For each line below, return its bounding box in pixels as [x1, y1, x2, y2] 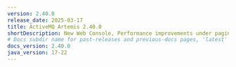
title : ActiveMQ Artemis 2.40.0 [7, 23, 102, 30]
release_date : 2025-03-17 [7, 17, 83, 24]
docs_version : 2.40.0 [7, 43, 71, 50]
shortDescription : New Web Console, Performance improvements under [7, 29, 212, 37]
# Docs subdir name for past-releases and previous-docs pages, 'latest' [7, 36, 228, 43]
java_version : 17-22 [7, 50, 68, 57]
